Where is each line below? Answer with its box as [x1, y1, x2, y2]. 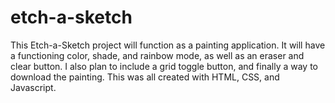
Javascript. [10, 81, 57, 93]
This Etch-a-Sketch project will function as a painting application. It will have [10, 39, 326, 51]
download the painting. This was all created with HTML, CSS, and [10, 71, 280, 83]
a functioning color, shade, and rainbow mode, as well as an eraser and [10, 49, 305, 61]
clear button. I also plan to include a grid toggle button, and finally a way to [10, 60, 319, 72]
